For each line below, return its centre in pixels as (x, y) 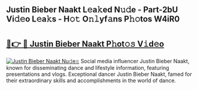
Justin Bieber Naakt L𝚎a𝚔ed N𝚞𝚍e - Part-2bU (92, 10)
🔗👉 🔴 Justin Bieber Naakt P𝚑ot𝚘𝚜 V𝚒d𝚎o (85, 44)
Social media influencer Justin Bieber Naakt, (135, 61)
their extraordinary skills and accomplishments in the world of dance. (91, 80)
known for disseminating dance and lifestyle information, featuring (88, 68)
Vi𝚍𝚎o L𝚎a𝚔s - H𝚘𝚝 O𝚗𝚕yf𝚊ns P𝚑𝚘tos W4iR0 (93, 19)
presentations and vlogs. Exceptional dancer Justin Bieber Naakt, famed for (99, 74)
